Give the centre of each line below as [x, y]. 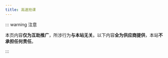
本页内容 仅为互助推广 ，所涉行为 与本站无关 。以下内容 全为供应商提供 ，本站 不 [84, 35]
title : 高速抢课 [20, 10]
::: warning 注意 [21, 24]
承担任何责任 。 [20, 41]
